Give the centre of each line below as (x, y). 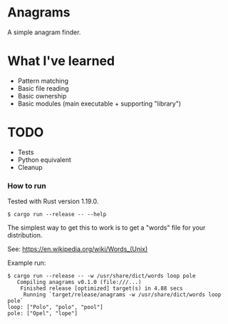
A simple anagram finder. (44, 32)
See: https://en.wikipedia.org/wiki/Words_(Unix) (78, 249)
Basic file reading (43, 88)
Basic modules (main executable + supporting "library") (99, 103)
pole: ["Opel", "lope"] (43, 314)
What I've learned (61, 61)
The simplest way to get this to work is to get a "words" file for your (107, 228)
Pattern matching (43, 81)
